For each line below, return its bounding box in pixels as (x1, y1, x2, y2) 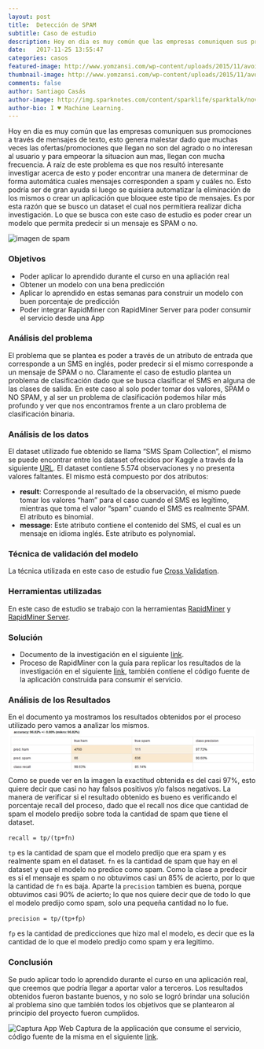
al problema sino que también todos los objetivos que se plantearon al (8, 999, 235, 1009)
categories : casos (8, 54, 68, 62)
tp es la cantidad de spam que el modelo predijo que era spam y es (8, 848, 226, 858)
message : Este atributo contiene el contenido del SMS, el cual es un (19, 520, 241, 530)
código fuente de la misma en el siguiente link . (8, 1032, 159, 1041)
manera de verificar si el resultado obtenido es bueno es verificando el (8, 792, 237, 802)
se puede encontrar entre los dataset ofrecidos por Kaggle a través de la (8, 455, 244, 464)
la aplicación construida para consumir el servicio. (19, 675, 183, 685)
